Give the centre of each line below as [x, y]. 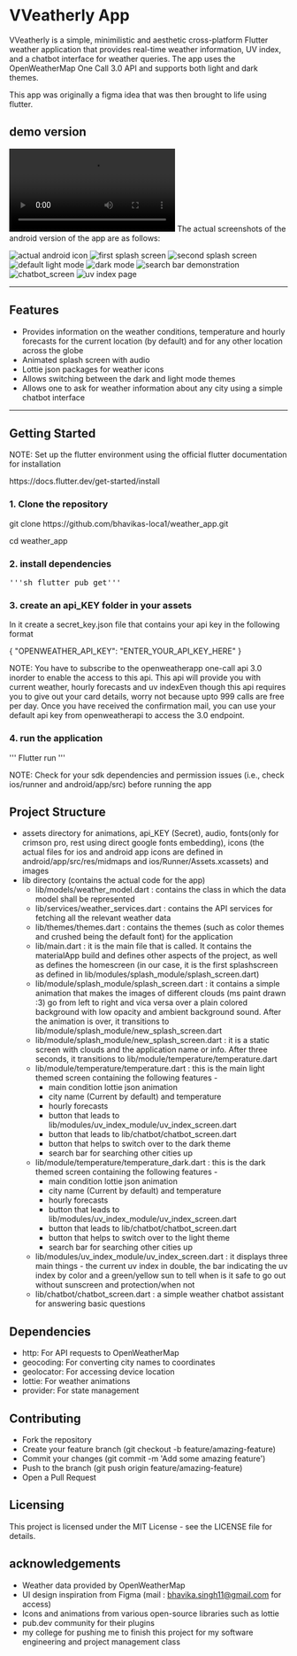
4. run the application [56, 739]
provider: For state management [80, 1390]
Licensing [37, 1505]
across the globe [53, 350]
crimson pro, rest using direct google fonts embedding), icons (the [143, 843]
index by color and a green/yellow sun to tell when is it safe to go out [160, 1275]
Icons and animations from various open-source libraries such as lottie [151, 1613]
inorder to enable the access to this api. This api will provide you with [135, 677]
